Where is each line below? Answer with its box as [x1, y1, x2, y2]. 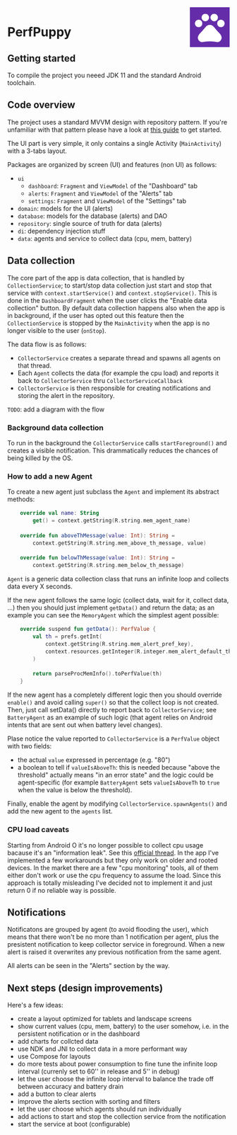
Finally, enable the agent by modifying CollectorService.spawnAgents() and [7, 799, 227, 808]
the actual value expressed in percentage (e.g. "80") [17, 755, 171, 764]
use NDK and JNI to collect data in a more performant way [17, 1044, 188, 1054]
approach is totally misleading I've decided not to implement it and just [7, 878, 213, 887]
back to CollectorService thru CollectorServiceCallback [17, 376, 183, 384]
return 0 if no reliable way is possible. [7, 886, 116, 894]
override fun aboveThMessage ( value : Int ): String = [20, 532, 175, 539]
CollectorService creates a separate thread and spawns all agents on [17, 353, 221, 362]
